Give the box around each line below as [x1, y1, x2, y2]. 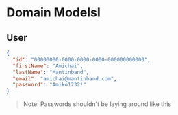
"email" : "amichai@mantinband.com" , [12, 75, 117, 82]
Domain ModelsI [6, 5, 101, 20]
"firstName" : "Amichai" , [12, 63, 84, 69]
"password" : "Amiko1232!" [12, 82, 87, 88]
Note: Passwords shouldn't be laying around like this [23, 100, 172, 108]
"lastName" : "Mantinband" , [12, 69, 90, 76]
